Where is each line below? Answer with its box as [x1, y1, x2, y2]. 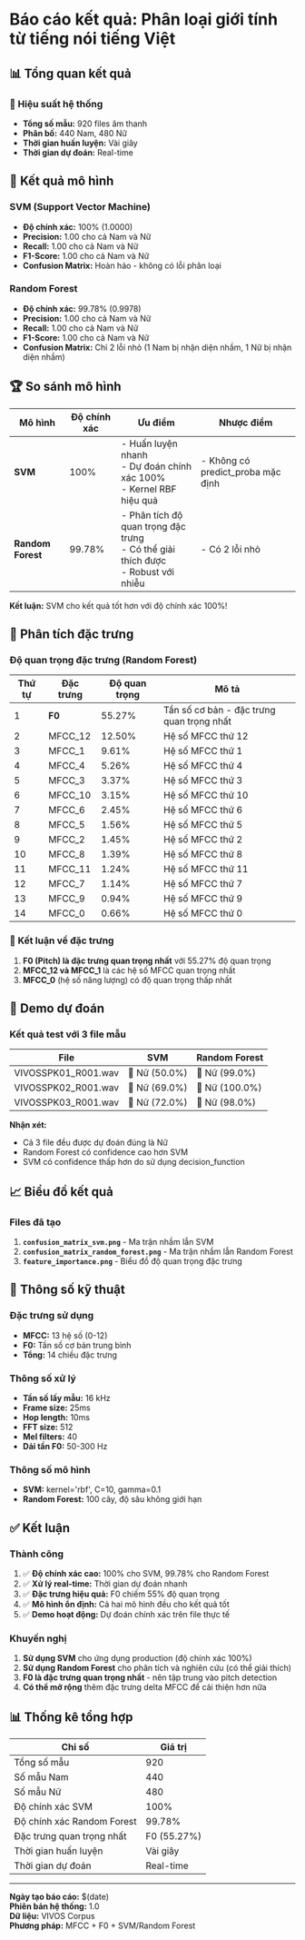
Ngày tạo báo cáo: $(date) [9, 1891, 109, 1903]
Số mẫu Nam [14, 1771, 69, 1784]
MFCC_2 [48, 833, 85, 846]
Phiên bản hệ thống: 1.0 [9, 1901, 100, 1912]
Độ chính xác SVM [14, 1800, 93, 1813]
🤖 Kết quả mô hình [9, 174, 114, 189]
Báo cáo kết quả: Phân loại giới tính [9, 9, 279, 30]
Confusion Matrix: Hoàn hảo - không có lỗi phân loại [22, 260, 222, 271]
